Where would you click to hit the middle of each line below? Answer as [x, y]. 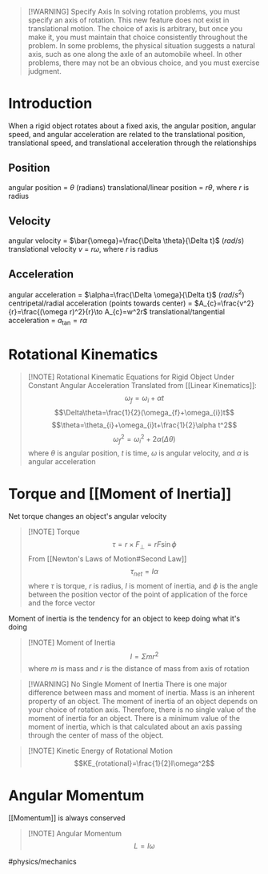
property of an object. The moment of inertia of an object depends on [143, 702]
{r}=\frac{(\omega [38, 312]
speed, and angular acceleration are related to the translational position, [127, 134]
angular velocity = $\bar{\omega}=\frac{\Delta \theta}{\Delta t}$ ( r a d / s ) [126, 241]
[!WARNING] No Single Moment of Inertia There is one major [128, 684]
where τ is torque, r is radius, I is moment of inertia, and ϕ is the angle [143, 585]
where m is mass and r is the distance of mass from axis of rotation [138, 669]
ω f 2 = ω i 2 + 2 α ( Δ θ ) [144, 439]
